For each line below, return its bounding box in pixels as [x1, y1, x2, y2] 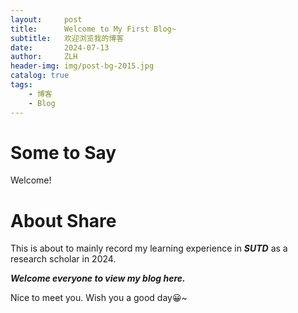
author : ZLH [10, 52, 78, 62]
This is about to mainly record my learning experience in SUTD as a [10, 242, 288, 255]
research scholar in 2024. [10, 253, 117, 265]
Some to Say [10, 141, 117, 164]
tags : [10, 80, 33, 90]
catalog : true [10, 71, 70, 81]
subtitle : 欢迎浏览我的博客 [10, 33, 125, 43]
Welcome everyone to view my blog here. [10, 272, 186, 285]
